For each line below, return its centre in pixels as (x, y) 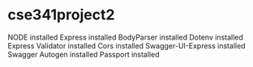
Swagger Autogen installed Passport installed (84, 54)
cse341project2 (61, 15)
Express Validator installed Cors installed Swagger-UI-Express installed (126, 45)
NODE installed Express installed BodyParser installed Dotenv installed (126, 37)
